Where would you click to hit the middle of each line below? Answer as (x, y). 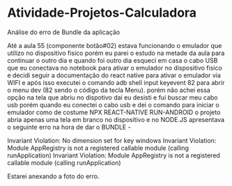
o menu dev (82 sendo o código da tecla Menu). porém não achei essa (109, 90)
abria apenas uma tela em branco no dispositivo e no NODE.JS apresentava (116, 119)
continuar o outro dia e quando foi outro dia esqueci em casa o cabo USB (113, 60)
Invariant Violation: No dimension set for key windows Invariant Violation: (112, 140)
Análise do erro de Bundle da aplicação (64, 32)
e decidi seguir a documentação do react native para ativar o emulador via (114, 75)
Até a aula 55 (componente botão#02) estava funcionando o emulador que (115, 45)
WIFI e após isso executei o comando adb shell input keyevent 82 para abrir (116, 82)
